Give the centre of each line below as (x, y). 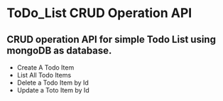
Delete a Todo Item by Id (53, 83)
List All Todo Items (44, 75)
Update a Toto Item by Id (53, 90)
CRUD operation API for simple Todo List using (111, 39)
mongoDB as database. (59, 50)
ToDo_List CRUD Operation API (99, 13)
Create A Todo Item (45, 68)
